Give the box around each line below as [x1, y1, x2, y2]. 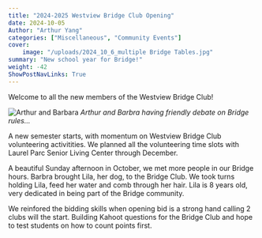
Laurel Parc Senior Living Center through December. [8, 148, 178, 157]
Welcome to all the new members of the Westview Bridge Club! [8, 92, 214, 101]
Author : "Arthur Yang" [8, 26, 83, 34]
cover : [8, 41, 30, 49]
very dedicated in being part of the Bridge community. [8, 188, 185, 198]
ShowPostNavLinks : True [8, 70, 87, 78]
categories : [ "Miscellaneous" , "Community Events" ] [8, 33, 182, 42]
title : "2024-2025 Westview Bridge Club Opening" [8, 11, 175, 20]
